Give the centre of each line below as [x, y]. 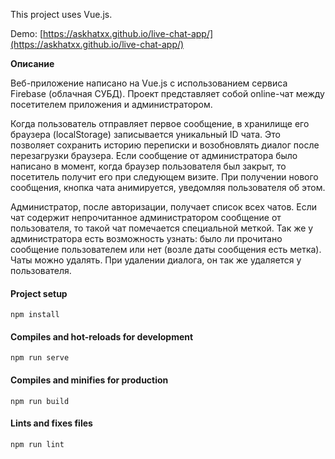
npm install [35, 315]
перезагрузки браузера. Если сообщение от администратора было [154, 155]
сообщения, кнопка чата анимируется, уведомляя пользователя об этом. [168, 187]
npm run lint [37, 444]
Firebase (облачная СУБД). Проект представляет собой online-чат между [167, 93]
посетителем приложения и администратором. [111, 104]
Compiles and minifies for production [89, 380]
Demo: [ [27, 33]
